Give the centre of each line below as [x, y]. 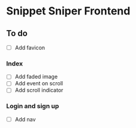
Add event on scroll [39, 84]
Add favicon [30, 47]
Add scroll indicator [39, 90]
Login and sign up [33, 106]
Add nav [25, 119]
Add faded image [36, 77]
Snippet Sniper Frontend [68, 11]
